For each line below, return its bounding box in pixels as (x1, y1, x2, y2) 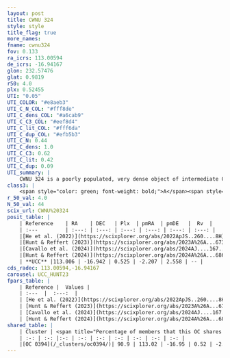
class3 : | (7, 182, 36, 189)
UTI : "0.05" (7, 93, 41, 100)
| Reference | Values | (19, 283, 90, 291)
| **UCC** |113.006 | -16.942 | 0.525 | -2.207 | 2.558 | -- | (19, 258, 204, 265)
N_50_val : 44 (7, 201, 44, 208)
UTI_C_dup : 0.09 (7, 162, 53, 170)
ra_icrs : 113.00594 (7, 55, 63, 62)
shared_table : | (7, 322, 53, 329)
